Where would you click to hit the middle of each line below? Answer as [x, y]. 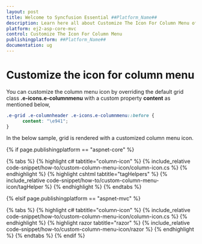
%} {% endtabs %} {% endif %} [46, 236]
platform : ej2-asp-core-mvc [41, 29]
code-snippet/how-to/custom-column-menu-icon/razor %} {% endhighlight [100, 230]
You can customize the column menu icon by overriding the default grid [95, 91]
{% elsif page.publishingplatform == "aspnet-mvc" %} [74, 198]
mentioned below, [28, 104]
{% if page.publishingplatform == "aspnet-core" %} [70, 150]
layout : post [23, 12]
